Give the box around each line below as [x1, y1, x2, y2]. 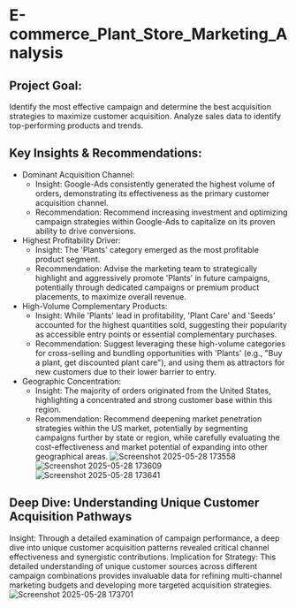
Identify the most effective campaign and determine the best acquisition [9, 102, 272, 111]
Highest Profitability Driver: [21, 235, 121, 246]
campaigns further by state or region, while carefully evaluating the [34, 432, 280, 443]
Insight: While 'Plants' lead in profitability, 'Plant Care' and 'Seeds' [34, 310, 276, 321]
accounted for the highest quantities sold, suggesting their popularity [34, 319, 287, 330]
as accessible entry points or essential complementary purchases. [34, 329, 277, 339]
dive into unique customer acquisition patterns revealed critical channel [9, 542, 269, 552]
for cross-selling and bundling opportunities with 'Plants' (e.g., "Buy [34, 347, 283, 358]
